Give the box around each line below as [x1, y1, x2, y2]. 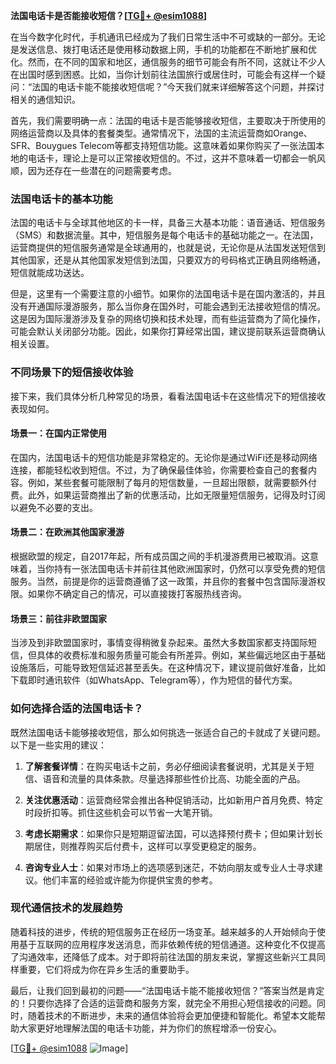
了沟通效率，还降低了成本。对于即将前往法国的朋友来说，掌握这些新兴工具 [10, 950, 317, 963]
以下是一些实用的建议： [10, 739, 107, 751]
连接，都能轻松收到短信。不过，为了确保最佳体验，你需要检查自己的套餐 [10, 464, 308, 476]
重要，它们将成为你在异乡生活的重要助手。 [18, 963, 195, 975]
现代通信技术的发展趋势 [10, 901, 123, 915]
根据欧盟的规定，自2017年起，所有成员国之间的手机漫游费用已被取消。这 [10, 550, 310, 562]
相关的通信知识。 [10, 94, 81, 105]
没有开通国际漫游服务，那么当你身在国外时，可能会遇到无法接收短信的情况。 [10, 300, 326, 313]
